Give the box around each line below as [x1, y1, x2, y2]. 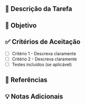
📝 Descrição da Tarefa [5, 5, 73, 13]
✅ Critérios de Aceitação [5, 38, 81, 46]
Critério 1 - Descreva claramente [12, 50, 76, 56]
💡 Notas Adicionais [5, 92, 63, 101]
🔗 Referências [5, 76, 48, 84]
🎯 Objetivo [5, 21, 37, 30]
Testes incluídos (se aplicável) [12, 61, 72, 67]
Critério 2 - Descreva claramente [12, 56, 77, 62]
